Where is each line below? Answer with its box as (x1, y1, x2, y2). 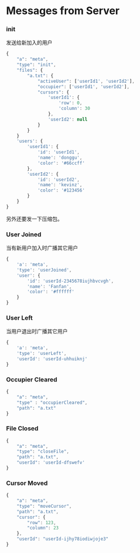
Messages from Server (6, 4, 120, 18)
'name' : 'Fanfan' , (27, 283, 72, 289)
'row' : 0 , (58, 100, 83, 106)
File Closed (6, 424, 39, 433)
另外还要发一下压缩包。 (6, 215, 63, 222)
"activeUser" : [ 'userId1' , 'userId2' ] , (37, 78, 135, 84)
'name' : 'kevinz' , (37, 182, 83, 188)
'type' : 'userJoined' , (16, 267, 72, 273)
